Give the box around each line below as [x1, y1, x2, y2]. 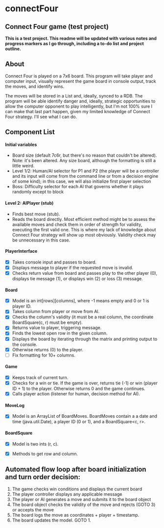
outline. [5, 46, 21, 51]
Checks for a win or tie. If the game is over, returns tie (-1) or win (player [12, 380, 158, 386]
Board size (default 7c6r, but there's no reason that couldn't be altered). [12, 152, 157, 158]
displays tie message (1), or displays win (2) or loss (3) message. [12, 276, 143, 282]
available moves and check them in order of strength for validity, [12, 221, 142, 227]
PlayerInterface [5, 248, 38, 254]
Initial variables [5, 142, 37, 147]
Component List [5, 128, 55, 136]
